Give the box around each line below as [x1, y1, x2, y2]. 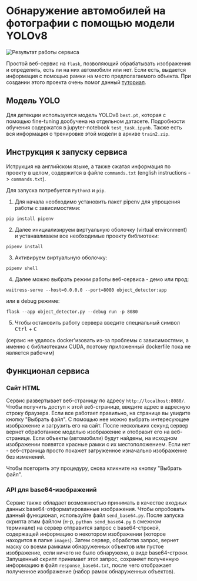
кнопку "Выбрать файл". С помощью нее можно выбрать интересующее [6, 416, 189, 423]
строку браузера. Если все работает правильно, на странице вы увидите [6, 410, 191, 417]
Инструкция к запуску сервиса [6, 147, 128, 157]
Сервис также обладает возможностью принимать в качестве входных [6, 499, 187, 506]
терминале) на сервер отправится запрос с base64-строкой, [6, 524, 161, 531]
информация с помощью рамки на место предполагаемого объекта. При [6, 72, 191, 79]
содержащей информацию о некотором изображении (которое [6, 530, 166, 537]
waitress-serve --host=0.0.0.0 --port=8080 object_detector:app [6, 287, 167, 293]
